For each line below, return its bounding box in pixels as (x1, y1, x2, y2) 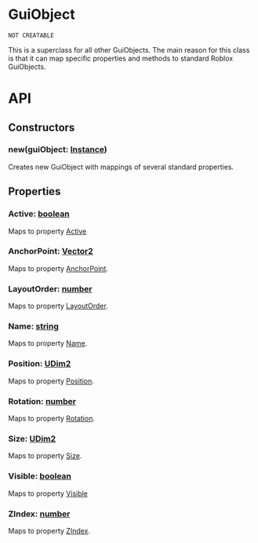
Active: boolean (8, 208, 70, 219)
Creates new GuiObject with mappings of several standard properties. (8, 162, 234, 171)
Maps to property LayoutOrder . (8, 301, 108, 311)
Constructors (8, 120, 75, 134)
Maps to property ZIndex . (8, 526, 91, 535)
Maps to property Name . (8, 339, 88, 348)
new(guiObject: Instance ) (8, 144, 107, 155)
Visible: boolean (8, 471, 72, 482)
